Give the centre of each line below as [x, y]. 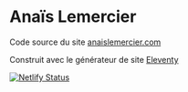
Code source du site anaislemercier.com [85, 42]
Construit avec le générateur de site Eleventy [94, 59]
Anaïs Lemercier [73, 17]
